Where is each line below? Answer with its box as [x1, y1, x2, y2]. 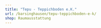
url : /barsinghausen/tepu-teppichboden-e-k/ [5, 11, 97, 16]
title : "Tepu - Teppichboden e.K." [5, 7, 77, 12]
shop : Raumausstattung [5, 16, 51, 20]
